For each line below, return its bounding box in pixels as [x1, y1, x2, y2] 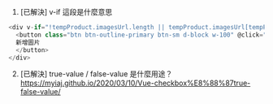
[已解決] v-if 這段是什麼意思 [19, 7, 113, 16]
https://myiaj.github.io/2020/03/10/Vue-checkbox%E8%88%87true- [19, 78, 251, 88]
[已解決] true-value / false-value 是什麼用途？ [19, 69, 173, 79]
